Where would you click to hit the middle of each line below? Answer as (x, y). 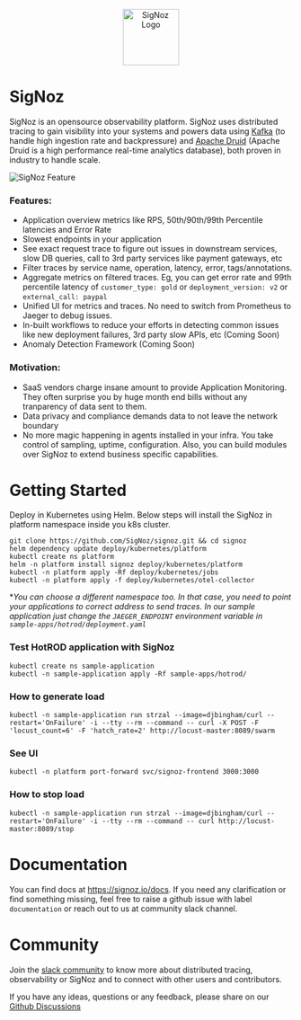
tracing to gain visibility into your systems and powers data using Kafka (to (147, 131)
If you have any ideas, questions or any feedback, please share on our (139, 997)
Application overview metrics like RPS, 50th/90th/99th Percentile (142, 220)
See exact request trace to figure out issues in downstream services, (150, 249)
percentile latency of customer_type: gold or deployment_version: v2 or (155, 287)
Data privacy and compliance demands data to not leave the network (150, 416)
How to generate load (57, 696)
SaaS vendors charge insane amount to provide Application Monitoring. (155, 387)
